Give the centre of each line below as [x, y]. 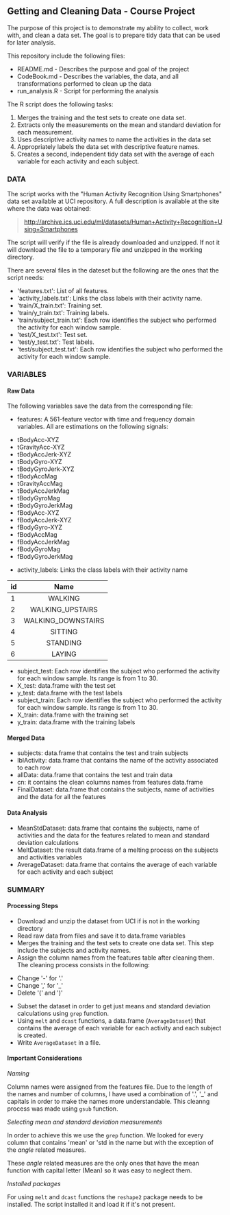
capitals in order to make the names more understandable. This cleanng [108, 1101]
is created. [32, 1035]
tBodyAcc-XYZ [38, 440]
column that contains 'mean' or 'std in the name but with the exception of [111, 1142]
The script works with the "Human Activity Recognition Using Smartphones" [115, 194]
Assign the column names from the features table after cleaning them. [116, 958]
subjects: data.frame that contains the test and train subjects [103, 753]
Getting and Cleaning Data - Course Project [101, 11]
